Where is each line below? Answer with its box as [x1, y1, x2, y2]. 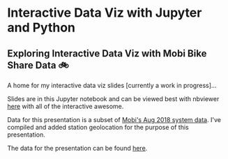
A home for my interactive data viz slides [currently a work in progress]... [7, 82, 217, 89]
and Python [7, 20, 75, 36]
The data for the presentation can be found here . [7, 144, 148, 152]
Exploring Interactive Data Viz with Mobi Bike [7, 47, 207, 59]
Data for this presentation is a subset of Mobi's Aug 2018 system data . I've [7, 116, 222, 123]
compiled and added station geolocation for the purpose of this [7, 123, 190, 131]
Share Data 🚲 [7, 59, 70, 71]
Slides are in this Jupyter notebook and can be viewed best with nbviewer [7, 95, 220, 103]
